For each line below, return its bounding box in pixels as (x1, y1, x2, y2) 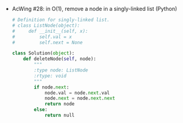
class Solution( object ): (11, 50, 75, 56)
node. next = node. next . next (44, 95, 115, 102)
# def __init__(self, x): (11, 28, 89, 34)
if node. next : (34, 84, 69, 90)
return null (44, 112, 75, 118)
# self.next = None (11, 39, 83, 45)
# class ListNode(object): (11, 22, 80, 28)
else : (34, 107, 48, 113)
